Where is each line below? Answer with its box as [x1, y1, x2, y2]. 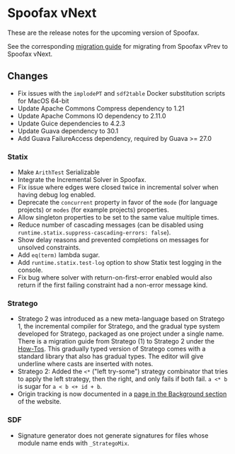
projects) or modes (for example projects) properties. [17, 205, 169, 214]
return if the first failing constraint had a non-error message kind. [17, 281, 208, 290]
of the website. [17, 397, 62, 406]
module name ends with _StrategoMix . [17, 438, 130, 447]
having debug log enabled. [17, 191, 96, 199]
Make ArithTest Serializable [17, 168, 101, 176]
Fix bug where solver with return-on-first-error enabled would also [17, 273, 212, 282]
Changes [7, 70, 48, 82]
